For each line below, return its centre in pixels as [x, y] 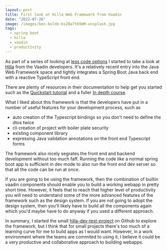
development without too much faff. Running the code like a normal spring [81, 159]
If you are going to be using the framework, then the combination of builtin [82, 179]
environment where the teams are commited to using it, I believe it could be [83, 236]
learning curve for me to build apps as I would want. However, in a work [79, 231]
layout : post [19, 10]
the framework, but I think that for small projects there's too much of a [77, 226]
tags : [11, 29]
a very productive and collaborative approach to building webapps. [74, 242]
